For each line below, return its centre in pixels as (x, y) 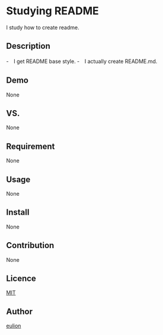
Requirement (31, 146)
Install (18, 212)
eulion (14, 326)
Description (28, 46)
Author (19, 311)
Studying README (52, 11)
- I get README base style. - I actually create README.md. (82, 61)
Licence (21, 279)
